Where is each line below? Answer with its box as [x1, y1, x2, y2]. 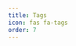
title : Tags [8, 11, 47, 19]
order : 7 [8, 26, 37, 34]
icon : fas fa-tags [8, 19, 68, 27]
